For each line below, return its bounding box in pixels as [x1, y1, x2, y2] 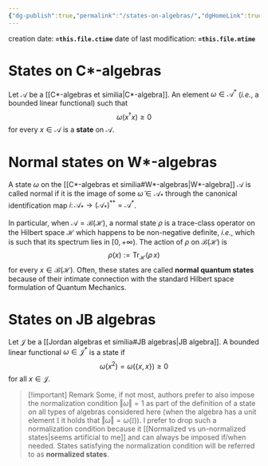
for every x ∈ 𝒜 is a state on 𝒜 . [8, 125, 115, 134]
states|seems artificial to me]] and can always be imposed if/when [27, 432, 246, 442]
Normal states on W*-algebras [8, 153, 218, 172]
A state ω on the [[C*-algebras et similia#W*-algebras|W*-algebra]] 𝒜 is [8, 179, 251, 189]
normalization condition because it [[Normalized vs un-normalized [27, 424, 246, 434]
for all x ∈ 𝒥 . [8, 374, 50, 384]
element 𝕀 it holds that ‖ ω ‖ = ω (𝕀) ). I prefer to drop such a [27, 416, 217, 425]
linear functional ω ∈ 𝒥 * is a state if [8, 345, 125, 356]
